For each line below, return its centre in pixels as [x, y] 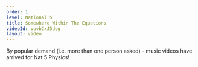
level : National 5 [29, 17]
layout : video [24, 34]
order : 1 [17, 12]
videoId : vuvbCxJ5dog [34, 28]
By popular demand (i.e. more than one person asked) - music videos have [99, 51]
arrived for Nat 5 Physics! [38, 57]
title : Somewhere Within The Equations [56, 23]
